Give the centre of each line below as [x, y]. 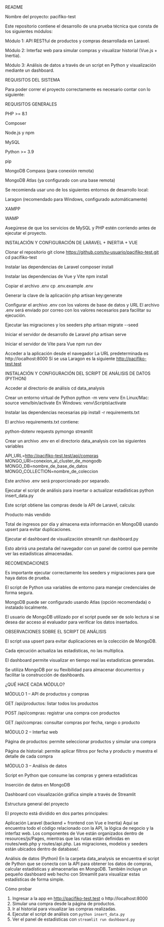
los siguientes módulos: [29, 31]
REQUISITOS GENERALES [31, 104]
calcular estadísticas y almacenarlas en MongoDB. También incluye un [76, 869]
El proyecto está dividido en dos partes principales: [57, 813]
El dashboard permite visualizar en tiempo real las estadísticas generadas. [80, 660]
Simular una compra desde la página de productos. [64, 904]
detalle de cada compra [29, 756]
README [14, 7]
